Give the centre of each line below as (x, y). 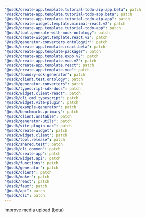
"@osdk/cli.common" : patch (33, 149)
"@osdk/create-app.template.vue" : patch (47, 70)
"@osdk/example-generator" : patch (41, 107)
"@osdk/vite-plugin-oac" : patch (38, 126)
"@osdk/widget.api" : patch (33, 158)
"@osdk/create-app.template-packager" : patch (53, 51)
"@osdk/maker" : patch (27, 177)
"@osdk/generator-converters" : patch (44, 84)
